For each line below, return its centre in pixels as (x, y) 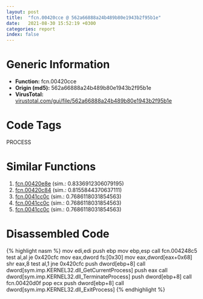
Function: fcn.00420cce (46, 81)
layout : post (23, 12)
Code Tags (34, 125)
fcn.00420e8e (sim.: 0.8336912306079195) (69, 184)
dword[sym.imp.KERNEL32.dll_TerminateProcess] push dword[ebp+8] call (99, 277)
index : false (23, 35)
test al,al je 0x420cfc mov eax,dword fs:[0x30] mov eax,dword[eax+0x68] (99, 257)
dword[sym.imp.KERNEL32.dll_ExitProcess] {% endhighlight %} (86, 289)
